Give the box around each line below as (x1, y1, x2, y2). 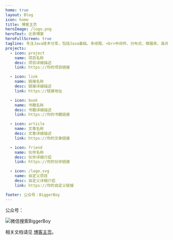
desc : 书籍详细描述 (14, 107, 51, 113)
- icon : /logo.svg (10, 169, 50, 174)
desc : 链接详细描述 (14, 84, 51, 89)
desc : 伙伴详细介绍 (14, 155, 51, 160)
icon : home (5, 17, 29, 22)
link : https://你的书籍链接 (14, 112, 71, 117)
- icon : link (10, 74, 38, 80)
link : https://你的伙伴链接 (14, 159, 71, 164)
